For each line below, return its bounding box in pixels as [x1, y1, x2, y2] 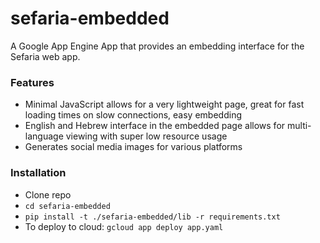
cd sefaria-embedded [24, 201, 111, 211]
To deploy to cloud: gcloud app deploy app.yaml [24, 220, 224, 232]
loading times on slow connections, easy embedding [24, 109, 242, 121]
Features [10, 75, 55, 89]
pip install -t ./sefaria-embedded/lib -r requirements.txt [24, 212, 281, 222]
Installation [10, 166, 67, 180]
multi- [286, 120, 312, 132]
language [24, 130, 64, 142]
